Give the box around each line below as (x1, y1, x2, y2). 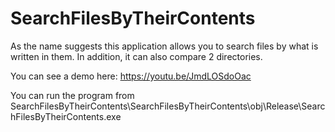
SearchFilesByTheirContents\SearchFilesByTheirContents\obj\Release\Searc (10, 100, 326, 112)
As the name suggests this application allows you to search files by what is (10, 40, 319, 52)
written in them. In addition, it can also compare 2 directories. (10, 50, 263, 62)
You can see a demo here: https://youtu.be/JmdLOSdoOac (10, 70, 252, 82)
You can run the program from (10, 89, 135, 101)
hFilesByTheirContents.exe (10, 110, 122, 122)
